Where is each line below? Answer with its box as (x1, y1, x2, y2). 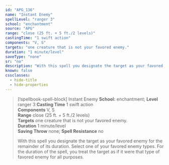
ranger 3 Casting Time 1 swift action (17, 101, 94, 107)
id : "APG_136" (5, 7, 35, 13)
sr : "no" (5, 59, 24, 64)
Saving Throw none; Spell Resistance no (17, 128, 104, 134)
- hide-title (10, 77, 37, 82)
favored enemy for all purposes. (17, 154, 84, 160)
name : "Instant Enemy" (5, 12, 53, 17)
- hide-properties (10, 82, 49, 87)
